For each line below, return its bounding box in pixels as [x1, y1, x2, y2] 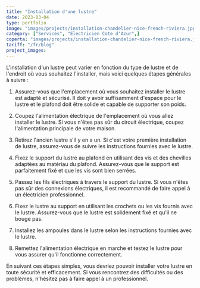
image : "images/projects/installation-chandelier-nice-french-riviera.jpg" [6, 25, 198, 32]
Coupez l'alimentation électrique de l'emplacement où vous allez [14, 112, 174, 119]
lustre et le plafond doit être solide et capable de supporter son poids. [14, 101, 186, 108]
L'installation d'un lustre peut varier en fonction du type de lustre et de [6, 64, 179, 71]
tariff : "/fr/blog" [6, 42, 55, 48]
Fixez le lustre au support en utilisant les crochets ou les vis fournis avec [14, 202, 193, 209]
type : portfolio [6, 20, 46, 26]
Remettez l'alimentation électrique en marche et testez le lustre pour [14, 245, 183, 252]
